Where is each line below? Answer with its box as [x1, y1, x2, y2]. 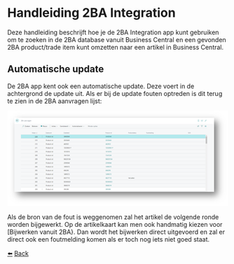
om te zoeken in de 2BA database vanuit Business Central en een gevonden [7, 35, 226, 43]
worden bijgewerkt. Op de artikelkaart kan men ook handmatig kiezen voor [7, 220, 223, 228]
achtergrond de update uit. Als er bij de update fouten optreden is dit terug [7, 89, 223, 97]
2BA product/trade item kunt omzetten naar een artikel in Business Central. [7, 43, 224, 51]
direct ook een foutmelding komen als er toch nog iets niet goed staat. [7, 235, 210, 243]
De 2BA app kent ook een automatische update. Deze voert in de [7, 82, 195, 90]
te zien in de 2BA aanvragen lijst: [7, 97, 102, 105]
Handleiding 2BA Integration [7, 5, 177, 21]
